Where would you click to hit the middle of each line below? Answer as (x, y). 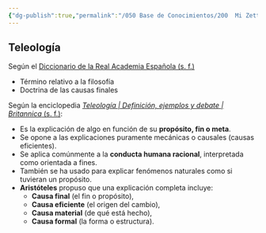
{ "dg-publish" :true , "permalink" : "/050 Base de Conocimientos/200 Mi (125, 15)
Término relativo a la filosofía (67, 82)
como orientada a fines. (58, 163)
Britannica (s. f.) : (36, 114)
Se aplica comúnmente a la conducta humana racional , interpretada (131, 154)
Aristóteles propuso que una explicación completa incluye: (116, 188)
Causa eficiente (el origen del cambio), (96, 205)
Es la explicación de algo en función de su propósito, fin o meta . (125, 129)
